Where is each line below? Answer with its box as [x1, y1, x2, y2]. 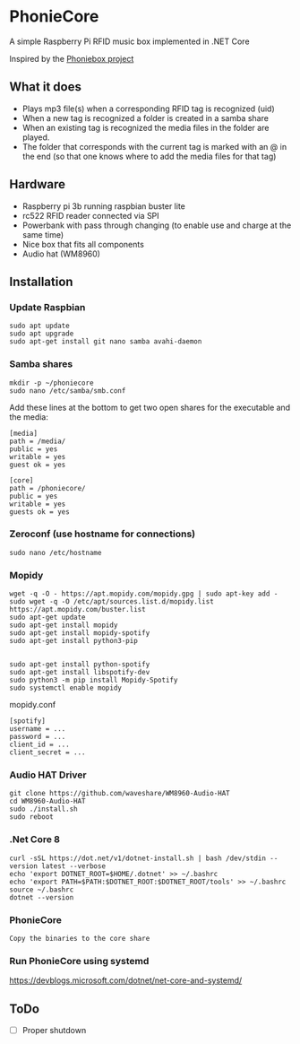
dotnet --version [9, 892, 74, 902]
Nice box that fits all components [21, 239, 145, 249]
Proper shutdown [21, 1025, 87, 1036]
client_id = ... [9, 740, 70, 750]
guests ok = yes [9, 507, 70, 517]
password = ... [9, 733, 66, 742]
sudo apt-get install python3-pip [9, 637, 139, 646]
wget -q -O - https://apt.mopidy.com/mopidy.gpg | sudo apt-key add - [9, 589, 279, 598]
